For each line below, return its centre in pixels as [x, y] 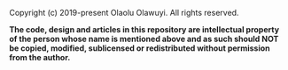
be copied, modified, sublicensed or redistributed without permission [140, 48]
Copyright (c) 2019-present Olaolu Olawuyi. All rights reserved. [124, 13]
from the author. [40, 57]
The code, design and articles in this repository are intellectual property [144, 29]
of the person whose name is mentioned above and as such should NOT [144, 39]
